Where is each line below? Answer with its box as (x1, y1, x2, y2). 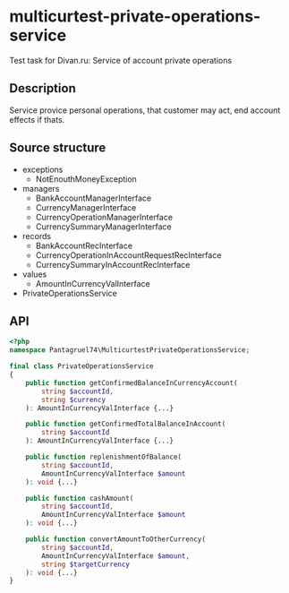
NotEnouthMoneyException (35, 173, 137, 185)
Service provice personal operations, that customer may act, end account (9, 105, 281, 116)
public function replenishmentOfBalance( (25, 452, 182, 461)
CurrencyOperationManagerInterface (35, 211, 173, 222)
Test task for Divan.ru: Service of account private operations (9, 55, 233, 65)
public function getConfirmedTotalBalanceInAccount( (25, 419, 226, 429)
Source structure (9, 141, 106, 156)
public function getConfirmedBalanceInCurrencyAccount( (25, 378, 239, 387)
